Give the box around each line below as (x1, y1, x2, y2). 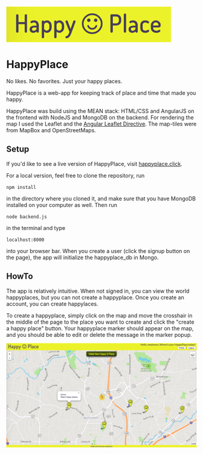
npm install (6, 184, 36, 190)
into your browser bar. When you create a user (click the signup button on (6, 247, 190, 254)
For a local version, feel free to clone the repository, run (6, 171, 145, 179)
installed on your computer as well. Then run (6, 201, 118, 208)
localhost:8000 (6, 237, 45, 243)
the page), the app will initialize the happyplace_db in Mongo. (6, 254, 159, 261)
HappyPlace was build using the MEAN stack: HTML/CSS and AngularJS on (6, 107, 195, 115)
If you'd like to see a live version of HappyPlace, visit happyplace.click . (6, 160, 182, 167)
